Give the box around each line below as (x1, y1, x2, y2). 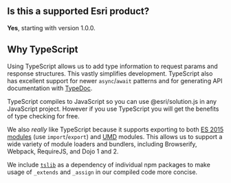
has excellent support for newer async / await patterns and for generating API (7, 76, 223, 85)
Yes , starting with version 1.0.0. (7, 23, 96, 32)
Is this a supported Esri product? (7, 6, 150, 17)
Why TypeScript (7, 44, 78, 56)
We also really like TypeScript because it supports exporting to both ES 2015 (7, 125, 224, 133)
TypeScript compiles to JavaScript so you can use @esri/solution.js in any (7, 97, 217, 105)
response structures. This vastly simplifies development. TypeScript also (7, 69, 213, 78)
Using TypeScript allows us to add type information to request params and (7, 62, 218, 70)
